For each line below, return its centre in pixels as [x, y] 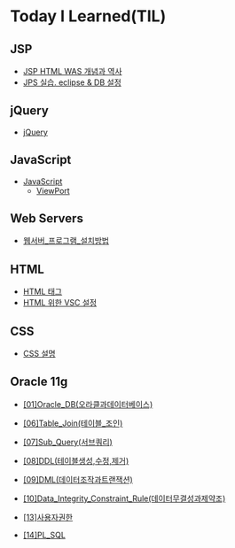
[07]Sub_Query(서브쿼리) [68, 442]
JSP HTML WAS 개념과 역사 [72, 71]
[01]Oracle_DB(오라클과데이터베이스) [88, 404]
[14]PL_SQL [44, 535]
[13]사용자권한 [48, 517]
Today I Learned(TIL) [88, 16]
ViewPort [53, 190]
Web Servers [47, 219]
